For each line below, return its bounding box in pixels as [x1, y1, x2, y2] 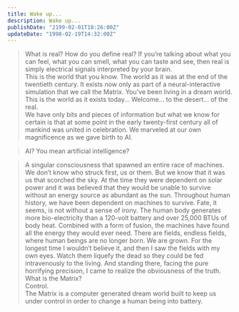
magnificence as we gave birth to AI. [24, 133, 133, 142]
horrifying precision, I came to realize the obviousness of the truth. [24, 266, 221, 275]
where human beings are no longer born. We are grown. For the [24, 236, 213, 245]
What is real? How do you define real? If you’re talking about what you [24, 50, 231, 58]
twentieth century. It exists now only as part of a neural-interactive [24, 80, 221, 89]
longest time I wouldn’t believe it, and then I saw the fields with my [24, 244, 220, 253]
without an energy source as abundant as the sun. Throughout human [24, 191, 230, 199]
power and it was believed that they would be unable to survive [24, 183, 211, 192]
